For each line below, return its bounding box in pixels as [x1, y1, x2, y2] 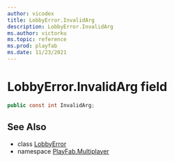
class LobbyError [17, 140, 67, 148]
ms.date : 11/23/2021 [7, 49, 68, 56]
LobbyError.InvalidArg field [7, 79, 168, 95]
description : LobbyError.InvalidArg [7, 23, 113, 30]
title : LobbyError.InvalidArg [7, 17, 95, 24]
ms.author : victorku [7, 29, 68, 37]
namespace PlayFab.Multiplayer [17, 147, 109, 155]
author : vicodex [7, 10, 54, 17]
